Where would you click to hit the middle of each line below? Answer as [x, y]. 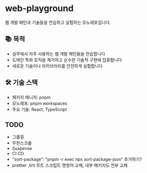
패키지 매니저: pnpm [31, 97]
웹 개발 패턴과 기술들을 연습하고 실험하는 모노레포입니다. [58, 22]
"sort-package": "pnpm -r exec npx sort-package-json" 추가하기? [77, 159]
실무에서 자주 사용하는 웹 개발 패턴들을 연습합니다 [59, 54]
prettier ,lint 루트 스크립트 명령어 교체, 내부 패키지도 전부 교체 [70, 165]
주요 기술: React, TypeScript [39, 109]
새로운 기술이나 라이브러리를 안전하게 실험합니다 [57, 66]
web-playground [39, 8]
